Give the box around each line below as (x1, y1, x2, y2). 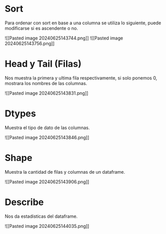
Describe (5, 196, 44, 208)
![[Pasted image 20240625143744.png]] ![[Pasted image (5, 35, 123, 41)
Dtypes (5, 108, 36, 120)
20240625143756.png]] (5, 40, 55, 46)
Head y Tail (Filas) (5, 58, 82, 70)
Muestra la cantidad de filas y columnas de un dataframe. (5, 169, 125, 175)
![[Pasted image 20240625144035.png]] (5, 223, 89, 229)
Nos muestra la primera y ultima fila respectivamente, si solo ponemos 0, (5, 74, 157, 81)
